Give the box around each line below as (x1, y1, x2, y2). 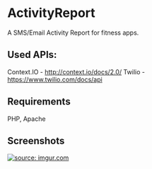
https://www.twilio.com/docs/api (7, 75, 103, 83)
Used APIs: (7, 49, 57, 61)
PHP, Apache (7, 115, 46, 123)
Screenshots (7, 134, 65, 146)
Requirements (7, 95, 71, 107)
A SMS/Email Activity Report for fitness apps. (7, 28, 139, 37)
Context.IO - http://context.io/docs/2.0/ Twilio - (7, 67, 145, 76)
